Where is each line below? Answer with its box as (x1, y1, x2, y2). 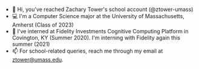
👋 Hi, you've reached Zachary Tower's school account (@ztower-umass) (11, 6, 194, 13)
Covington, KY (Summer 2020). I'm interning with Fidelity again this (11, 34, 180, 41)
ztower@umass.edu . (11, 56, 64, 63)
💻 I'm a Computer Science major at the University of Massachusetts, (11, 13, 184, 19)
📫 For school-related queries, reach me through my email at (11, 47, 163, 54)
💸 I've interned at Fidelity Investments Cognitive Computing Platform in (11, 28, 189, 34)
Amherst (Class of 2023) (11, 21, 74, 28)
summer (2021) (11, 41, 50, 48)
